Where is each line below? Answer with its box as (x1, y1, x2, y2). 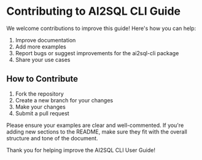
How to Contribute (6, 74, 79, 84)
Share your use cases (15, 56, 71, 63)
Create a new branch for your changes (15, 96, 114, 104)
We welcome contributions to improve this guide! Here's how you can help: (6, 25, 196, 32)
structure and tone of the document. (6, 134, 98, 142)
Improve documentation (15, 36, 76, 44)
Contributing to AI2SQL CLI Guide (6, 4, 181, 18)
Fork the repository (15, 90, 64, 97)
